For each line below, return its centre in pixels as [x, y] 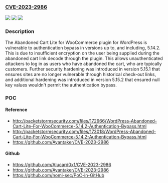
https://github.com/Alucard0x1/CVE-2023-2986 [62, 164]
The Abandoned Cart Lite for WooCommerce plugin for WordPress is [76, 42]
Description [20, 31]
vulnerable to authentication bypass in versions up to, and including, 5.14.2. [83, 47]
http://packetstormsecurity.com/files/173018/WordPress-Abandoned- [84, 131]
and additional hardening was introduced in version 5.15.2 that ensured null [82, 79]
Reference [16, 110]
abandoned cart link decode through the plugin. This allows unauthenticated [84, 58]
